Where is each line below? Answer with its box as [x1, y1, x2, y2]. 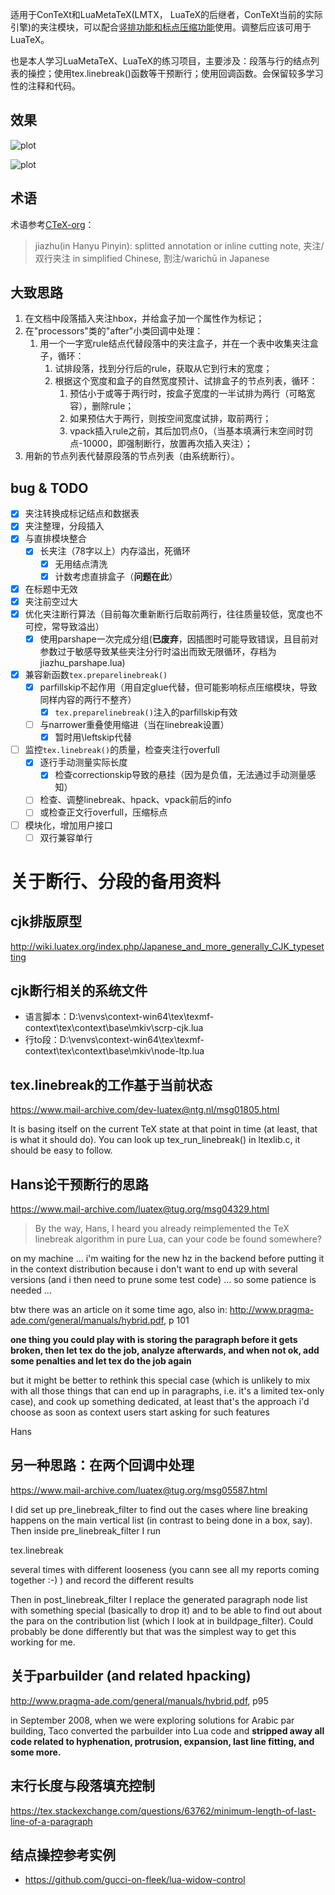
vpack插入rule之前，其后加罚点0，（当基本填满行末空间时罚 [69, 425, 314, 437]
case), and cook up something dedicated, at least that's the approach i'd [10, 1396, 310, 1408]
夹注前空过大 [24, 595, 78, 607]
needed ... [10, 1284, 52, 1297]
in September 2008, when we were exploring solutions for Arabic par [10, 1714, 295, 1726]
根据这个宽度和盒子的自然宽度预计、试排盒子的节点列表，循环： [54, 375, 318, 387]
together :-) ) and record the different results [10, 1574, 194, 1586]
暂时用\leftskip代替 [54, 731, 133, 743]
